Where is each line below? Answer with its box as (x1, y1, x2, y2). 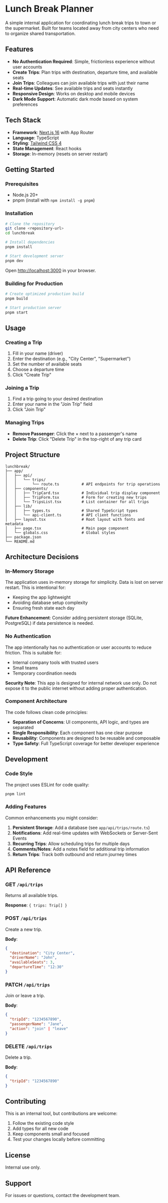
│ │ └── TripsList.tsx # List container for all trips (5, 499, 149, 504)
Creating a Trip (5, 339, 43, 346)
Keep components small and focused (12, 1131, 90, 1137)
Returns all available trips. (5, 892, 59, 898)
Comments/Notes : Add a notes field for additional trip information (12, 846, 149, 852)
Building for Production (5, 280, 63, 287)
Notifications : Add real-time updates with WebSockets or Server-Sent (12, 830, 158, 836)
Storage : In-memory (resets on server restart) (12, 151, 108, 157)
